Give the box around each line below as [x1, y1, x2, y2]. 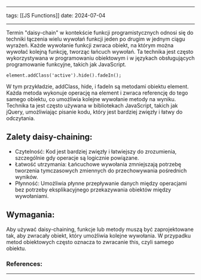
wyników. [14, 173, 38, 180]
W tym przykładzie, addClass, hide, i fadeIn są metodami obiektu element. [6, 83, 189, 90]
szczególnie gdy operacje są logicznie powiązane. [14, 154, 139, 162]
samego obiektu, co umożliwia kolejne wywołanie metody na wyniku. [6, 96, 176, 102]
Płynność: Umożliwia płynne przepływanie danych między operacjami [14, 179, 187, 187]
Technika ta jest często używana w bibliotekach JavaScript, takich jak [6, 102, 178, 109]
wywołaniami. [14, 192, 49, 199]
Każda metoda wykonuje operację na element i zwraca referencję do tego [6, 89, 188, 96]
